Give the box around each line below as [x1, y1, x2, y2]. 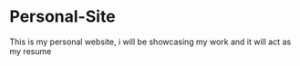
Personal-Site [9, 6, 116, 27]
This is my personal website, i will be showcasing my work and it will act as [9, 36, 292, 47]
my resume [9, 45, 52, 56]
